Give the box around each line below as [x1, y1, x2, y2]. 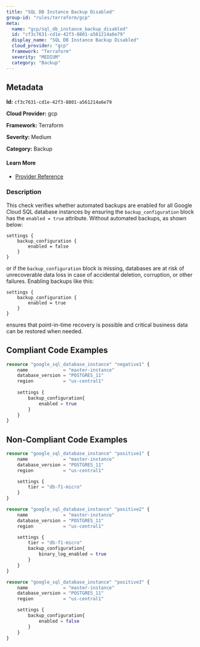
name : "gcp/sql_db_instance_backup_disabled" [11, 25, 129, 32]
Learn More [6, 159, 36, 166]
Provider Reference [15, 172, 63, 180]
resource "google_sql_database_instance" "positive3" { [6, 579, 150, 585]
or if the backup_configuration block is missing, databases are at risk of [6, 265, 184, 272]
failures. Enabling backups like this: [6, 277, 94, 285]
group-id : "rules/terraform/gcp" [6, 15, 91, 21]
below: [6, 221, 23, 228]
